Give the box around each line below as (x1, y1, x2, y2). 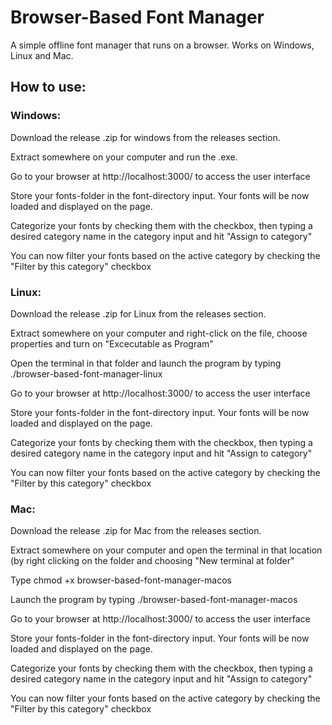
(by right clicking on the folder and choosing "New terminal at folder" (10, 555, 295, 567)
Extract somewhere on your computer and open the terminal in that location (10, 544, 323, 556)
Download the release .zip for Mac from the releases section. (10, 525, 262, 537)
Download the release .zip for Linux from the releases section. (10, 307, 267, 320)
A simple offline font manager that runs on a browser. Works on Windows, (10, 39, 315, 51)
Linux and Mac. (10, 49, 74, 61)
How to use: (10, 79, 87, 96)
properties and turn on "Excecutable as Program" (10, 337, 214, 350)
